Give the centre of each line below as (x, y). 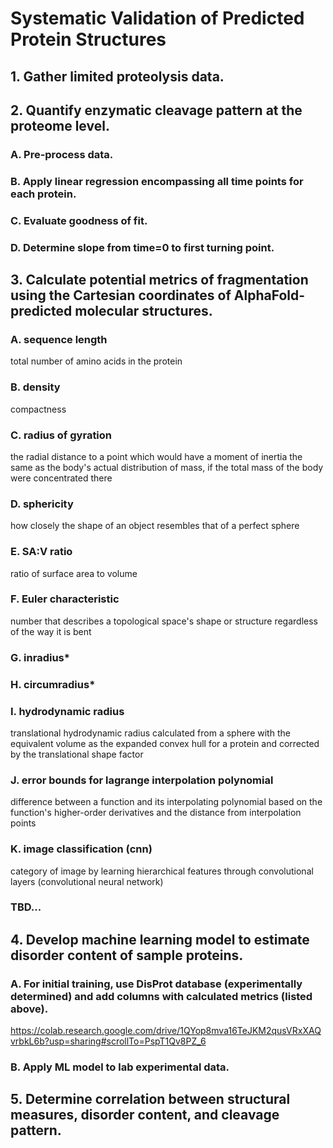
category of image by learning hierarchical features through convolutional (162, 871)
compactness (38, 409)
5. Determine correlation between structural (150, 1099)
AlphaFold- (269, 295)
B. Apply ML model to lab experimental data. (120, 1067)
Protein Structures (88, 39)
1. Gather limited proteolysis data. (117, 76)
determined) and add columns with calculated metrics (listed (161, 996)
